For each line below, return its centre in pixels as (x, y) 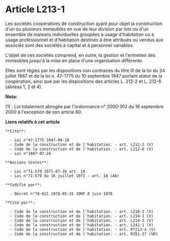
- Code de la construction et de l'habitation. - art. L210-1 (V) (82, 211)
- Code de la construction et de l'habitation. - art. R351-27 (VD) (84, 234)
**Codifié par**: (24, 185)
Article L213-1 (35, 9)
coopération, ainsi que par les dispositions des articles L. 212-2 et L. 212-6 (83, 81)
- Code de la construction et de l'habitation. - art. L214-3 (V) (82, 221)
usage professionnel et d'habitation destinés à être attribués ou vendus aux (84, 40)
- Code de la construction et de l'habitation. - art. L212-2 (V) (82, 144)
